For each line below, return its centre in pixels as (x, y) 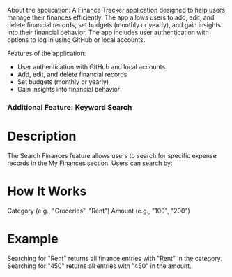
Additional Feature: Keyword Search (70, 107)
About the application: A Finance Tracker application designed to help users (116, 10)
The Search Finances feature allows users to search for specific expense (112, 155)
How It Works (47, 191)
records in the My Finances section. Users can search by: (90, 163)
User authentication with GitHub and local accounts (91, 67)
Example (33, 239)
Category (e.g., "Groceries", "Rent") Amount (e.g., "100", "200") (99, 211)
